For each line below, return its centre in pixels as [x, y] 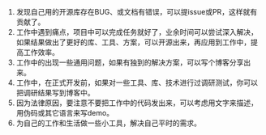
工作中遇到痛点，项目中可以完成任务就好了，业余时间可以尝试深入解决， [137, 32]
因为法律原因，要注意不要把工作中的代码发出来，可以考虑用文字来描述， [137, 103]
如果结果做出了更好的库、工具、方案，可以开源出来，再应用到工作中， [133, 42]
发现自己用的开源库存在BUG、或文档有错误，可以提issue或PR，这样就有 [137, 12]
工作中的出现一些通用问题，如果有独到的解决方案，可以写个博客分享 [130, 62]
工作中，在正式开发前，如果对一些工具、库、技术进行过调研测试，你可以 [137, 82]
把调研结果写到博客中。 [55, 93]
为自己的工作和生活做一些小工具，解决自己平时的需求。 [108, 123]
